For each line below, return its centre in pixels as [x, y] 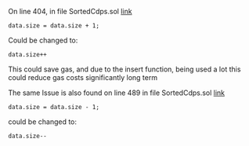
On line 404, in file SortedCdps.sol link [70, 11]
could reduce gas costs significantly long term [83, 77]
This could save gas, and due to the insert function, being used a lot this [125, 69]
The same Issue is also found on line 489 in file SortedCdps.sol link [117, 93]
